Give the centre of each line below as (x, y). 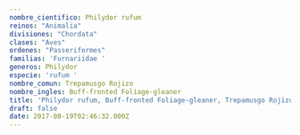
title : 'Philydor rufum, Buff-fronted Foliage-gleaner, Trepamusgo (137, 100)
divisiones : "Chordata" (54, 34)
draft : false (33, 108)
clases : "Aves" (37, 42)
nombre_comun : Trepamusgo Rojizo (71, 83)
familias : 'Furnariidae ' (57, 59)
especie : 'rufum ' (43, 75)
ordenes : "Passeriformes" (57, 51)
